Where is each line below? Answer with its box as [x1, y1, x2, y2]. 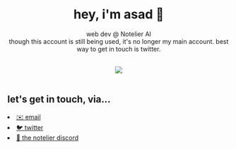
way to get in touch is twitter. [76, 44, 161, 53]
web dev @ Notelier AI [85, 30, 152, 38]
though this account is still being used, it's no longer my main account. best [8, 37, 229, 45]
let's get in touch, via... [7, 93, 111, 105]
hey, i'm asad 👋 [73, 6, 165, 23]
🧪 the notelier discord [16, 133, 79, 142]
